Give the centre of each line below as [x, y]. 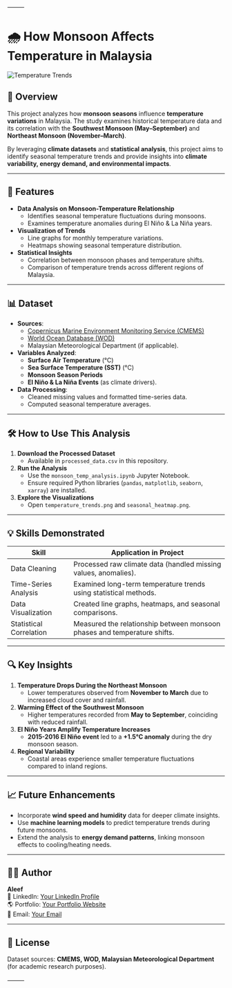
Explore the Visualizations [56, 497]
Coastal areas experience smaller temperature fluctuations [111, 759]
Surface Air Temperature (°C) [70, 360]
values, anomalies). [105, 573]
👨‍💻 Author [30, 873]
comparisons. [96, 612]
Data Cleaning [33, 568]
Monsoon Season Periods [65, 375]
